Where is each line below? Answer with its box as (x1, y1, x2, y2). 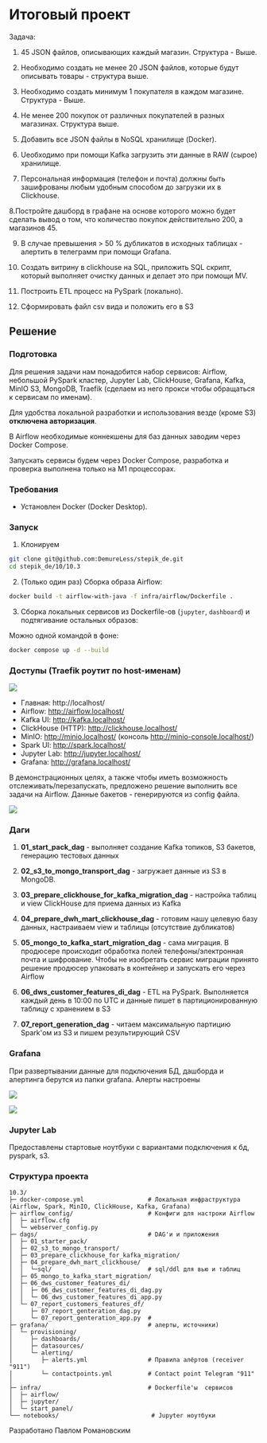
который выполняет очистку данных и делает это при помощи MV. (20, 271, 248, 280)
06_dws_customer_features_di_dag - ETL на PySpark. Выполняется (20, 987, 249, 997)
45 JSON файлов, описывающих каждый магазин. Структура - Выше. (20, 47, 257, 57)
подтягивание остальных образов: (20, 615, 138, 624)
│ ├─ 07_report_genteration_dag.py (9, 1308, 141, 1316)
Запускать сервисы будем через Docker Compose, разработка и (9, 456, 229, 465)
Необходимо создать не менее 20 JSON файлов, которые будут (20, 62, 239, 72)
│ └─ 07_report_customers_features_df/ (9, 1300, 145, 1308)
